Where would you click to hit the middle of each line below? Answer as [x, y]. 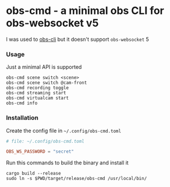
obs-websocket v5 [52, 23]
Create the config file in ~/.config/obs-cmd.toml [63, 130]
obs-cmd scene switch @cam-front [47, 83]
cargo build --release [33, 174]
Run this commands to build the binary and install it [68, 163]
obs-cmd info [22, 103]
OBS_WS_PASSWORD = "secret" [40, 152]
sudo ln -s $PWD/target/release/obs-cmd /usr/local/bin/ [77, 179]
